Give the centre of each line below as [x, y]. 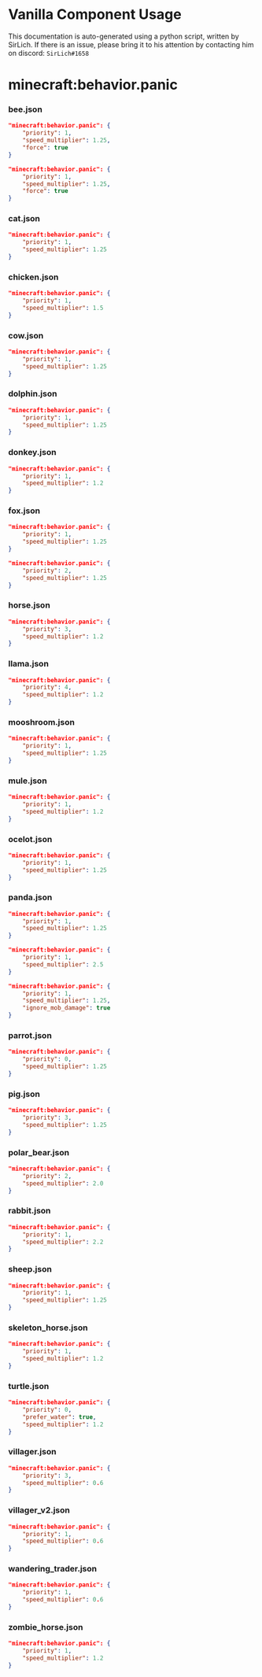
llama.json [29, 664]
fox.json [24, 511]
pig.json [24, 1094]
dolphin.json [33, 393]
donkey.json [32, 452]
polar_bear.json [39, 1152]
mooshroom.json [41, 722]
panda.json [30, 897]
